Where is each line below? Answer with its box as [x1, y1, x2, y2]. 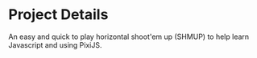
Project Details [8, 6, 109, 24]
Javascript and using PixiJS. [8, 40, 102, 49]
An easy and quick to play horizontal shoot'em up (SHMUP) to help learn [8, 32, 250, 41]
